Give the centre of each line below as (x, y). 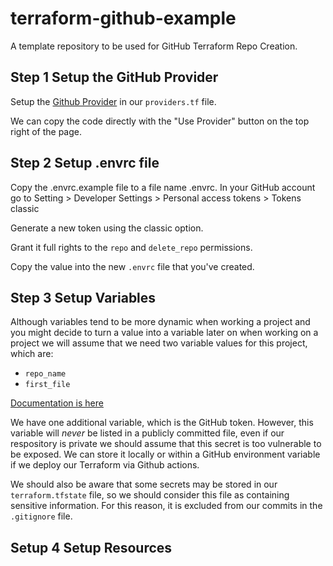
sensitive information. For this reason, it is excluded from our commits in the (166, 506)
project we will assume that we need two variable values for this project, (159, 343)
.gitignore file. (41, 516)
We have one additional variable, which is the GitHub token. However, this (162, 423)
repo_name (45, 374)
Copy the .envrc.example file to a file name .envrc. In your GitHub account (163, 187)
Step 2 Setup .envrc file (85, 163)
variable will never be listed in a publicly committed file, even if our (147, 433)
